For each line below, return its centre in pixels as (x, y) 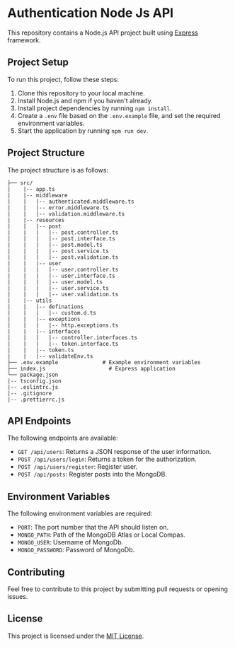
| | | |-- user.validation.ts (63, 294)
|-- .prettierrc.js (36, 400)
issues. (18, 596)
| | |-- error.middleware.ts (58, 208)
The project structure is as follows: (58, 170)
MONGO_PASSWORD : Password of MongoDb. (76, 550)
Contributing (36, 572)
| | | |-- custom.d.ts (52, 313)
